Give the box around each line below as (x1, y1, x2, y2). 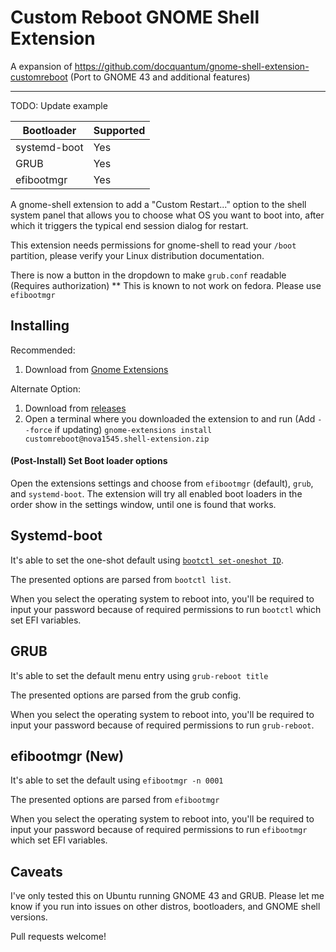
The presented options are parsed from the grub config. (10, 689, 242, 701)
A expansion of (10, 60, 73, 72)
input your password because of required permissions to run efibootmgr (10, 824, 308, 836)
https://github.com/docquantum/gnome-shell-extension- (74, 60, 310, 72)
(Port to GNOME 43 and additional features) (69, 71, 251, 83)
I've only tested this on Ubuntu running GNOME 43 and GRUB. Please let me (10, 890, 325, 902)
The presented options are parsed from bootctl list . (10, 573, 232, 585)
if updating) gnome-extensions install (54, 423, 213, 435)
